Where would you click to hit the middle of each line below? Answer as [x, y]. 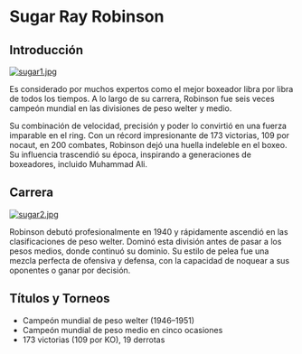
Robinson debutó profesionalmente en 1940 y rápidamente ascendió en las [149, 231]
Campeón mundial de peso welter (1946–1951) [109, 320]
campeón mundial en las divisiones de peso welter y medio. [121, 108]
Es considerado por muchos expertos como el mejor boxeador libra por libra [151, 89]
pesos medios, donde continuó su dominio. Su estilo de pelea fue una [139, 251]
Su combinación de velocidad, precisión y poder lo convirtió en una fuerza [148, 126]
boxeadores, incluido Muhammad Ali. [78, 164]
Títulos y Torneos [60, 298]
